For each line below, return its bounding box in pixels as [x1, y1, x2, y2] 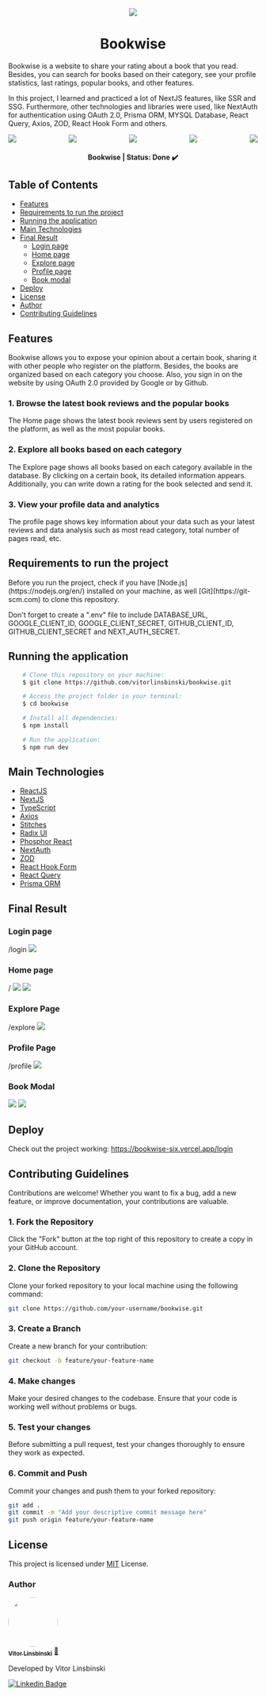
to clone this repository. [42, 594, 120, 604]
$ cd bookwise [22, 700, 69, 708]
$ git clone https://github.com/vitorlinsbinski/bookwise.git [22, 678, 232, 686]
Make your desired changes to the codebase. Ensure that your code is [8, 1393, 237, 1402]
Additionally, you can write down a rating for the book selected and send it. [8, 479, 253, 489]
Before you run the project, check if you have [8, 577, 156, 587]
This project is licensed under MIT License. [8, 1559, 149, 1568]
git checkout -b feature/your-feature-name [8, 1356, 154, 1364]
